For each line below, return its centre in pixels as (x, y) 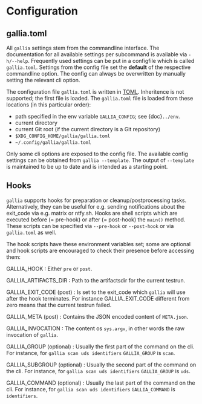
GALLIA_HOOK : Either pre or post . (49, 269)
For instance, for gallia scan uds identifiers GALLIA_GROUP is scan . (91, 353)
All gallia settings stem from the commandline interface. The (83, 48)
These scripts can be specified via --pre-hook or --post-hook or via (90, 226)
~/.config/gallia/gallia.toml (53, 143)
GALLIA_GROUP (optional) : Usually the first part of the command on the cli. (100, 347)
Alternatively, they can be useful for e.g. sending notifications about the (96, 206)
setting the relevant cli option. (43, 80)
